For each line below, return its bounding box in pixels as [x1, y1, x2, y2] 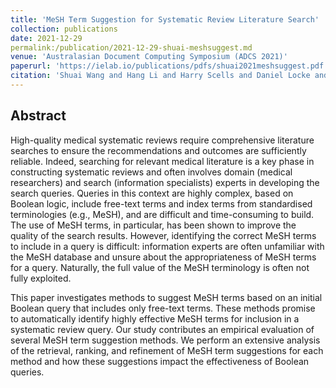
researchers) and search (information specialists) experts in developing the [10, 176, 320, 188]
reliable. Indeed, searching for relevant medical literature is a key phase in [10, 155, 315, 167]
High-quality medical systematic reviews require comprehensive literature [10, 134, 315, 146]
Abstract [10, 107, 67, 125]
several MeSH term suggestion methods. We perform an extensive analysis [10, 334, 321, 346]
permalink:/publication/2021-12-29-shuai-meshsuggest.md [10, 42, 253, 53]
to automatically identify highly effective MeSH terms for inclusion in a [10, 312, 300, 325]
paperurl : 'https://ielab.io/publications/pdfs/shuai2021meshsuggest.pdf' [10, 61, 329, 71]
